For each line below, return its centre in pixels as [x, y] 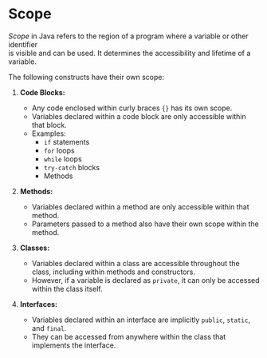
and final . [49, 328]
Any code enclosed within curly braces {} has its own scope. [132, 108]
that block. [49, 125]
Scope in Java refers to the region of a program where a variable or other [128, 36]
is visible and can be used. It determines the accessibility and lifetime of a [130, 53]
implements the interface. [74, 345]
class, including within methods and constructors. [113, 272]
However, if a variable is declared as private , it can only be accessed [146, 280]
